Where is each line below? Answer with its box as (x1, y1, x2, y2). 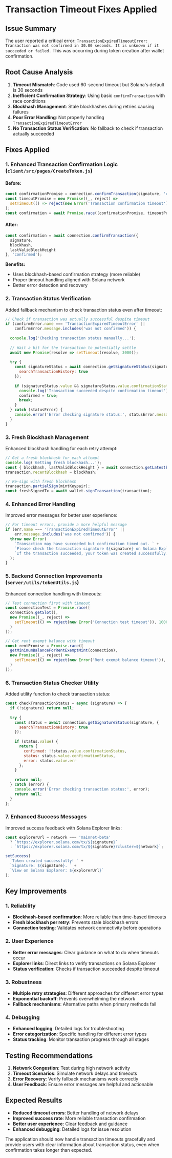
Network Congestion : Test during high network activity (12, 1065, 131, 1071)
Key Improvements (5, 887, 67, 896)
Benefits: (5, 261, 26, 267)
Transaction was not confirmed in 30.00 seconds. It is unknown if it (5, 43, 159, 48)
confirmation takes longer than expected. (5, 1147, 93, 1153)
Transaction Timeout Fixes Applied (5, 4, 157, 15)
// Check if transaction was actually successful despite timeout (5, 317, 150, 322)
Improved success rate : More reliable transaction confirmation (12, 1115, 146, 1121)
